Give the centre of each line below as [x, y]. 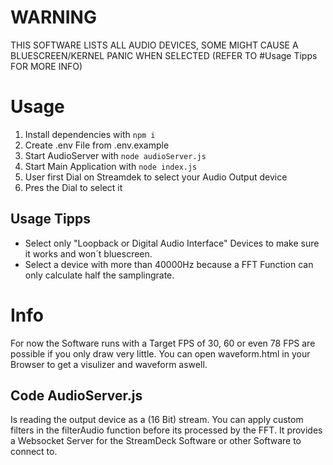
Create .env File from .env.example [97, 145]
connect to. [34, 452]
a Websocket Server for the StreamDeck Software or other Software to [156, 441]
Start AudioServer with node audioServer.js [115, 155]
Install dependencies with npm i [90, 134]
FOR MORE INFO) [46, 66]
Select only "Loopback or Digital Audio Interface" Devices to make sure [172, 243]
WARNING [53, 17]
